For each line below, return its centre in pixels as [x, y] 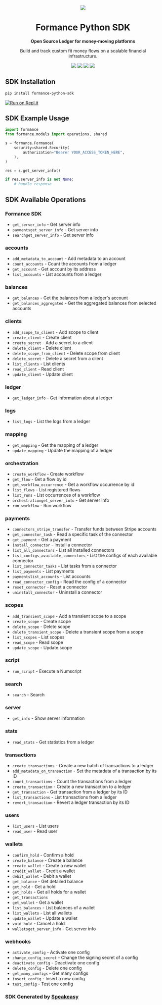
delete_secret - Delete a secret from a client [58, 358]
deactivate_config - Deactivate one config [56, 962]
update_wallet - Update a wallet [45, 918]
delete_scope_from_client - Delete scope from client [66, 353]
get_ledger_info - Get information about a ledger [62, 398]
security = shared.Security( [42, 148]
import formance [22, 130]
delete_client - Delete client [42, 348]
